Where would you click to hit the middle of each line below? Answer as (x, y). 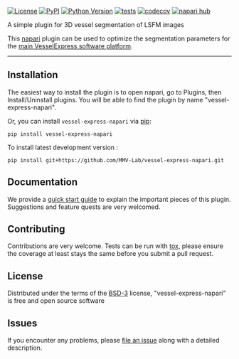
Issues (22, 323)
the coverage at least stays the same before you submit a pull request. (111, 254)
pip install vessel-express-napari (60, 134)
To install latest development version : (63, 147)
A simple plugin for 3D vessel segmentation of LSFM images (96, 25)
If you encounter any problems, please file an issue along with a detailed (113, 341)
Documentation (43, 182)
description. (25, 348)
